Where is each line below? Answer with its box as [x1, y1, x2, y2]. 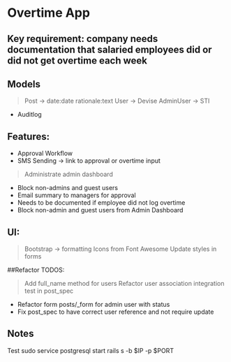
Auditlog [17, 110, 42, 119]
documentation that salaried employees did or [7, 43, 212, 55]
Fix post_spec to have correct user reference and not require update [17, 307, 214, 316]
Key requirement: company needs [7, 33, 158, 45]
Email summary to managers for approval [17, 191, 136, 200]
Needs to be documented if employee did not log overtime [17, 198, 186, 207]
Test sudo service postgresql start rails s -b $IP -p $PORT [7, 346, 174, 354]
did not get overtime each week [7, 55, 148, 66]
